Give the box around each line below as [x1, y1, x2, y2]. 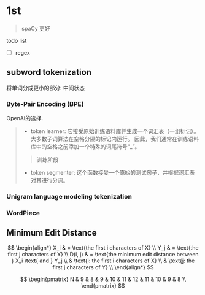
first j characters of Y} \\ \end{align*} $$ [52, 263, 155, 270]
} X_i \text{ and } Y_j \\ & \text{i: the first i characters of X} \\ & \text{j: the [11, 257, 195, 264]
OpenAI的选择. [6, 115, 44, 122]
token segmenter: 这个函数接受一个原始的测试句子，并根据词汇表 [30, 169, 195, 177]
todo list [6, 37, 27, 44]
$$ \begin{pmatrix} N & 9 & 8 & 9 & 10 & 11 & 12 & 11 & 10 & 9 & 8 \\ [20, 275, 186, 283]
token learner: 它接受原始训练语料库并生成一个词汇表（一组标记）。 [30, 128, 199, 135]
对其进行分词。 [30, 177, 69, 184]
